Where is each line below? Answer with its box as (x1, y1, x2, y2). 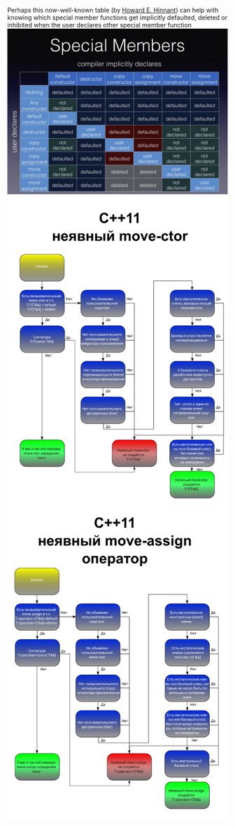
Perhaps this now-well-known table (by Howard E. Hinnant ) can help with (7, 6, 219, 14)
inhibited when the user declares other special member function (7, 21, 192, 29)
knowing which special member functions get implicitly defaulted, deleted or (7, 13, 228, 22)
